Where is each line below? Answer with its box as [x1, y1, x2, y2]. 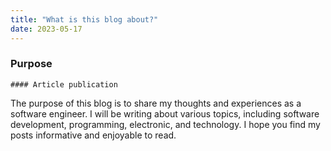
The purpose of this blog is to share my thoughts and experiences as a [10, 97, 302, 109]
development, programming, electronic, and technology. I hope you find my [10, 118, 321, 130]
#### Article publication [10, 79, 118, 90]
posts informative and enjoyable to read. [10, 129, 177, 141]
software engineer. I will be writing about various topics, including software [10, 107, 320, 120]
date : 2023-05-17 [10, 24, 83, 34]
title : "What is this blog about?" [10, 14, 159, 25]
